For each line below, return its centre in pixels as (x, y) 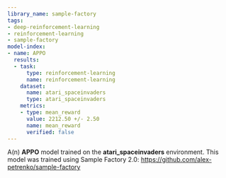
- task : (25, 66)
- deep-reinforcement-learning (53, 27)
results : (27, 60)
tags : (15, 20)
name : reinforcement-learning (70, 79)
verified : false (50, 132)
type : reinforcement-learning (70, 73)
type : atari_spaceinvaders (66, 100)
